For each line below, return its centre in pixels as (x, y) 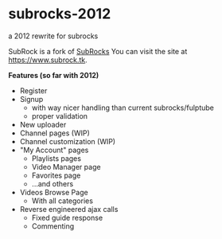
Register (33, 90)
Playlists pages (56, 158)
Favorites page (56, 175)
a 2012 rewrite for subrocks (53, 36)
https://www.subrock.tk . (48, 60)
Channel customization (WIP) (68, 141)
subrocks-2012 (60, 14)
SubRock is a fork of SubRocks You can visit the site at (98, 51)
